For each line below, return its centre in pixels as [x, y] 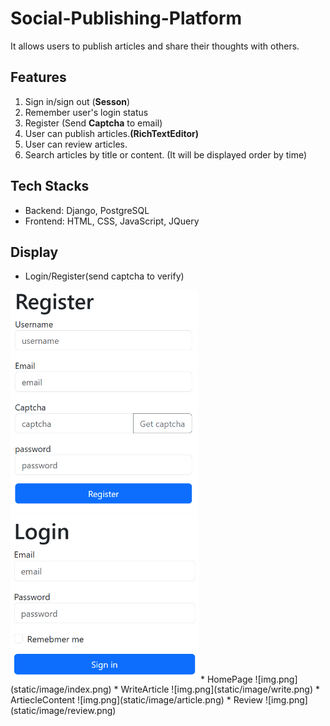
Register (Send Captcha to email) [93, 123]
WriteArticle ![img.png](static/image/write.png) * [220, 689]
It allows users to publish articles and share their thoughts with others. [155, 46]
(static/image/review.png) [63, 711]
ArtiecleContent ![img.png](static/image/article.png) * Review [137, 700]
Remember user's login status [86, 112]
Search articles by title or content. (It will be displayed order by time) [166, 154]
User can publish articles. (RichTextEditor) [111, 133]
